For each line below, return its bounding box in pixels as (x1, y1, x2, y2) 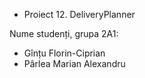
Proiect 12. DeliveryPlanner (23, 9, 136, 20)
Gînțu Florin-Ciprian (23, 47, 106, 59)
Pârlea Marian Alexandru (23, 58, 126, 69)
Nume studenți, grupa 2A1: (9, 28, 119, 39)
